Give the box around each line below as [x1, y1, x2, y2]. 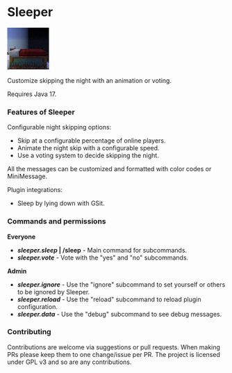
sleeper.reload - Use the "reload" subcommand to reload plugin [17, 295, 201, 303]
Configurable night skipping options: [7, 123, 112, 132]
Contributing [7, 327, 51, 337]
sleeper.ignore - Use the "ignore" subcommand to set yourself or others [17, 280, 226, 289]
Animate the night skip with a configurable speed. [17, 144, 160, 152]
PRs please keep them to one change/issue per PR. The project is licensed [7, 350, 221, 358]
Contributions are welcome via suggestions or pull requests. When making [7, 342, 221, 351]
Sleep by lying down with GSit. [17, 199, 106, 207]
